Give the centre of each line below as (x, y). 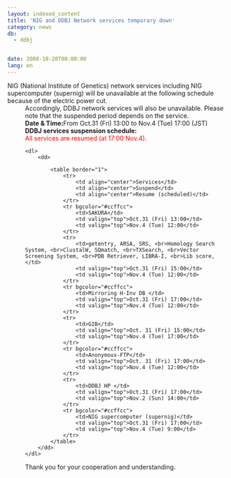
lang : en (20, 66)
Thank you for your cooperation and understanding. (100, 467)
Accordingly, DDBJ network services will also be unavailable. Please (124, 108)
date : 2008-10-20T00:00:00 (47, 59)
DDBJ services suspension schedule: (81, 131)
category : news (30, 27)
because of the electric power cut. (58, 100)
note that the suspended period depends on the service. (107, 115)
